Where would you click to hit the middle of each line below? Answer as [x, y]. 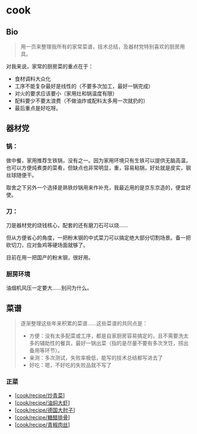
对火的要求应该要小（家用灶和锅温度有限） [66, 93]
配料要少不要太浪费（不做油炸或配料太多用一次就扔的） [81, 101]
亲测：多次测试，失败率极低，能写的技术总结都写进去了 [96, 358]
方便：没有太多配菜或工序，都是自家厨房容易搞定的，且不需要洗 [106, 336]
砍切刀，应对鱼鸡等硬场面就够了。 [47, 245]
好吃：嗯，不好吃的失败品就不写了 [70, 365]
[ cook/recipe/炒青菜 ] [40, 395]
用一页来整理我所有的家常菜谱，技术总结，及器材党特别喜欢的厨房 [100, 47]
